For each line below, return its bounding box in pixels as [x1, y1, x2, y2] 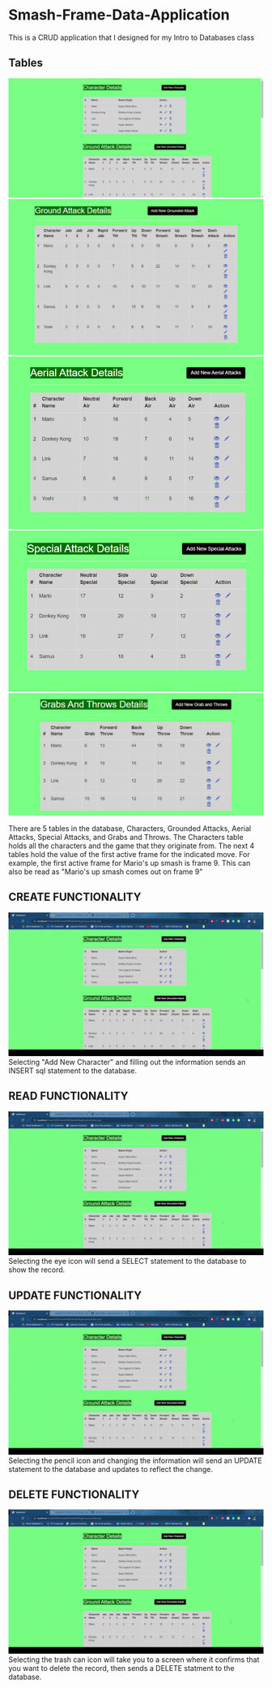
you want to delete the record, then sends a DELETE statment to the [8, 1663, 235, 1673]
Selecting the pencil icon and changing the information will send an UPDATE [8, 1456, 262, 1465]
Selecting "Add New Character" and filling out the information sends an [8, 1058, 246, 1067]
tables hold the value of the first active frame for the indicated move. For [8, 849, 250, 859]
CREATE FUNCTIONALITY [8, 890, 142, 904]
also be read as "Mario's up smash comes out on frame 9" [8, 867, 203, 876]
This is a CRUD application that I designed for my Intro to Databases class [8, 32, 255, 42]
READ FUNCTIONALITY [8, 1089, 129, 1103]
